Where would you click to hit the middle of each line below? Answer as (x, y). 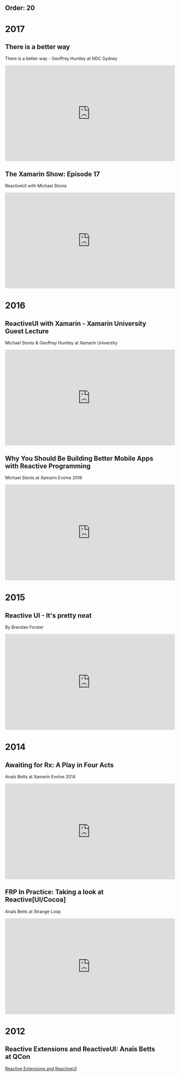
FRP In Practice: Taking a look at (54, 892)
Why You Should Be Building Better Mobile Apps (79, 458)
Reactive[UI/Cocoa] (36, 900)
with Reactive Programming (48, 466)
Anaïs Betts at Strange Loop (33, 911)
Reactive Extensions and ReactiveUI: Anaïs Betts (80, 1049)
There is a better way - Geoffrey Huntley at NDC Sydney (61, 58)
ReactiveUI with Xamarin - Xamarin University (76, 323)
